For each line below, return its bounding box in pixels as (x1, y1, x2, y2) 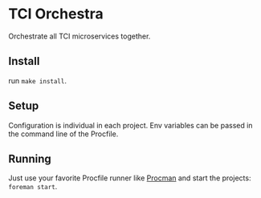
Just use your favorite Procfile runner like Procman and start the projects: (8, 173, 251, 183)
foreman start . (8, 182, 58, 192)
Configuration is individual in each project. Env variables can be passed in (8, 120, 253, 130)
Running (8, 152, 52, 165)
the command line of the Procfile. (8, 129, 119, 139)
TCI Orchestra (8, 5, 104, 23)
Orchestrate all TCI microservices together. (8, 31, 151, 41)
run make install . (8, 75, 67, 85)
